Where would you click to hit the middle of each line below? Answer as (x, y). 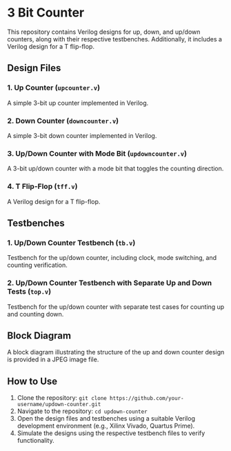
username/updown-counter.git (59, 405)
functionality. (36, 441)
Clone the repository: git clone (62, 398)
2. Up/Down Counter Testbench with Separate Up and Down (110, 283)
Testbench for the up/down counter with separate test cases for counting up (116, 307)
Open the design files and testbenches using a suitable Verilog (106, 419)
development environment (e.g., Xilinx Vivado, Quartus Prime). (106, 426)
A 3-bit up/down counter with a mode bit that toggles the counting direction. (115, 169)
